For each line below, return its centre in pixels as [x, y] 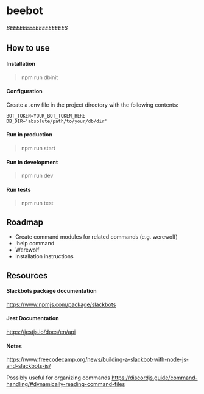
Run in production [30, 135]
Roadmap [25, 222]
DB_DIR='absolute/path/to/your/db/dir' [57, 121]
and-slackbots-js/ [29, 366]
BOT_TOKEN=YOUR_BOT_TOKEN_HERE [46, 116]
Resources [27, 276]
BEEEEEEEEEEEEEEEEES [37, 27]
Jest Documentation [33, 318]
